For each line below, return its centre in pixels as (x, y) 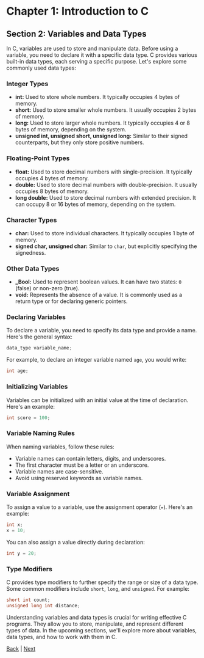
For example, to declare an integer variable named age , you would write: (97, 360)
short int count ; (28, 600)
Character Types (32, 220)
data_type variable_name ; (39, 348)
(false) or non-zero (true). (47, 288)
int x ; (15, 525)
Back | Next (21, 648)
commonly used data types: (41, 68)
